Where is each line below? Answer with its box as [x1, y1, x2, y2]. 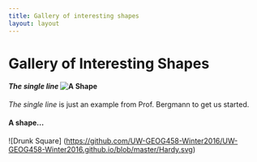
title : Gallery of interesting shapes [8, 11, 139, 20]
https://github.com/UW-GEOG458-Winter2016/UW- [66, 136, 238, 146]
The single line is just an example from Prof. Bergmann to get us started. [8, 99, 250, 109]
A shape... [8, 118, 45, 128]
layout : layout [8, 19, 60, 28]
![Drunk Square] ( [8, 136, 66, 146]
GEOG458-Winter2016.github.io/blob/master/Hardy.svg [8, 145, 193, 155]
